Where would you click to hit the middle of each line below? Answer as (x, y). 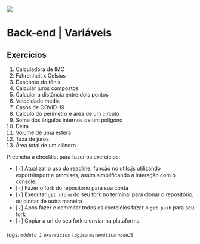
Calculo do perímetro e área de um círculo (67, 114)
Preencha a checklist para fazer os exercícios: (64, 157)
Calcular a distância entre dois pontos (62, 95)
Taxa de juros (32, 139)
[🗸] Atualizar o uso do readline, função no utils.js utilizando (88, 168)
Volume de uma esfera (43, 132)
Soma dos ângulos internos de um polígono (69, 120)
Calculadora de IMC (40, 69)
